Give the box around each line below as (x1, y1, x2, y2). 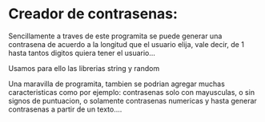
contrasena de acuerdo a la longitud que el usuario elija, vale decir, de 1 (8, 39, 244, 49)
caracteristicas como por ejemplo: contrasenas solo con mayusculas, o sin (8, 87, 255, 96)
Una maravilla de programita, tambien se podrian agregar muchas (8, 79, 226, 89)
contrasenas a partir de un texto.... (8, 104, 122, 114)
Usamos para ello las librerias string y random (8, 63, 160, 73)
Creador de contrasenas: (8, 5, 179, 23)
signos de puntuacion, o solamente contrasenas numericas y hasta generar (8, 96, 258, 105)
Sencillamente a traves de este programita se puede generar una (8, 31, 223, 41)
